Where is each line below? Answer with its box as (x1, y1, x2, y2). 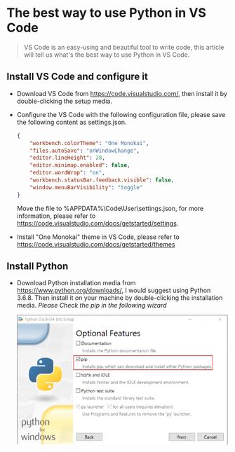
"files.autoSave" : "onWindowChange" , (29, 147, 140, 154)
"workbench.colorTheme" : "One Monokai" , (29, 139, 149, 146)
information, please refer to (16, 212, 96, 220)
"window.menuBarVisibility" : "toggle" (29, 184, 143, 191)
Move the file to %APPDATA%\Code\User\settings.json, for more (16, 204, 204, 212)
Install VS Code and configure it (6, 71, 148, 83)
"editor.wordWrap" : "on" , (29, 170, 106, 177)
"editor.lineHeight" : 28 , (29, 154, 106, 162)
